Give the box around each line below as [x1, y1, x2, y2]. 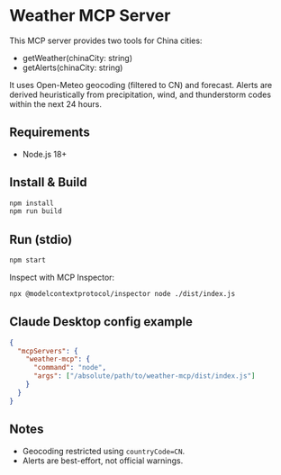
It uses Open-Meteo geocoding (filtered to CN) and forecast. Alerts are [9, 79, 273, 90]
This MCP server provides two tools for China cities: [9, 35, 203, 46]
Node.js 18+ [22, 148, 68, 159]
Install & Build [9, 175, 87, 190]
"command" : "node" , [32, 363, 106, 372]
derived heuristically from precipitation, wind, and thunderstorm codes [9, 89, 272, 100]
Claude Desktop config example [9, 314, 194, 329]
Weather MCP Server [9, 5, 171, 26]
